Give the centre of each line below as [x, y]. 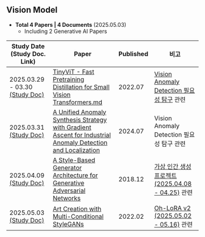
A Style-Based [74, 160]
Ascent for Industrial [82, 135]
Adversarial [69, 190]
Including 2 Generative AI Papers [66, 31]
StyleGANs [68, 224]
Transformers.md [77, 102]
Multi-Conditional [78, 216]
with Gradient [72, 127]
